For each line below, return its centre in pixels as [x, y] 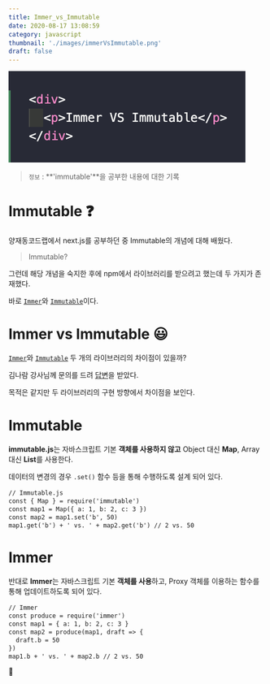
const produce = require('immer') [67, 616]
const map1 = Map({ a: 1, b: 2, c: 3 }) [78, 509]
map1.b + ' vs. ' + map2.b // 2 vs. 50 [76, 656]
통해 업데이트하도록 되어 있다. [55, 591]
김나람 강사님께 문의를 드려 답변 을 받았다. [74, 375]
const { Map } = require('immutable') [74, 501]
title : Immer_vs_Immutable [54, 17]
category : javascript [45, 34]
